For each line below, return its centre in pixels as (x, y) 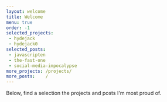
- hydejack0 (23, 44)
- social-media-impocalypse (43, 66)
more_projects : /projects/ (39, 71)
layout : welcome (26, 11)
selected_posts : (26, 50)
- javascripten (27, 55)
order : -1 (18, 28)
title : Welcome (25, 17)
